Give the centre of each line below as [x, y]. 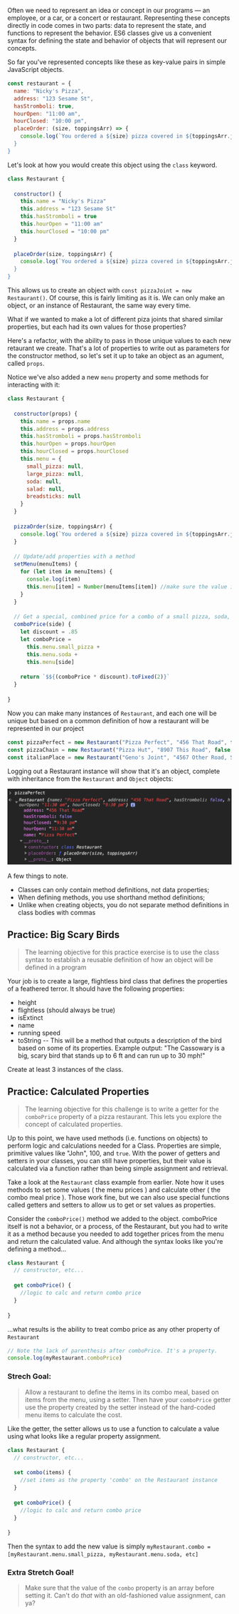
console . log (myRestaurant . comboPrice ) [65, 1358]
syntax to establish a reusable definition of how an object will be [119, 959]
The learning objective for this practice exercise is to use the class [122, 952]
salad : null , [46, 489]
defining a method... [37, 1249]
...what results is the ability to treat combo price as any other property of [114, 1329]
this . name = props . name [55, 421]
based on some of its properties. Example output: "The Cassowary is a [121, 1048]
